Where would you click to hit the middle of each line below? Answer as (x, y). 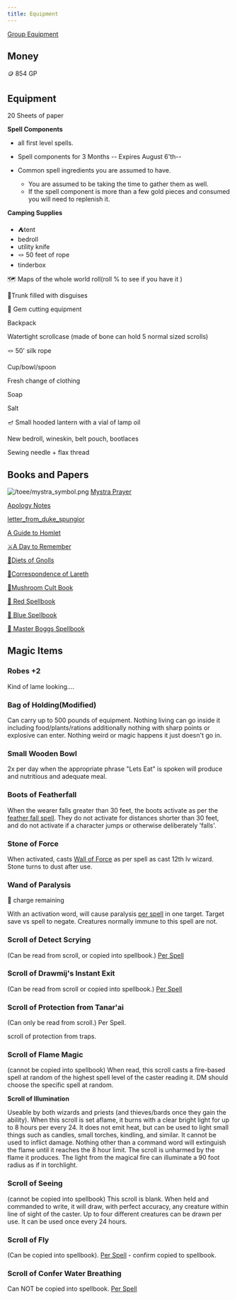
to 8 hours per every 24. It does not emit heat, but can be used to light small (118, 1127)
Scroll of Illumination (38, 1099)
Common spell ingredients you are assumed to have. (94, 170)
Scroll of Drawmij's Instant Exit (61, 973)
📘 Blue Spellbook (32, 615)
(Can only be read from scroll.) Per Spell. (67, 1023)
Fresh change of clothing (44, 381)
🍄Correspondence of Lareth (48, 574)
